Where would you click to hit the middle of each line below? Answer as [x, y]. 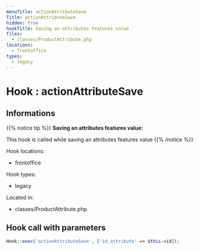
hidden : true [22, 23]
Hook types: [21, 174]
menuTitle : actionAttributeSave [46, 12]
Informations [31, 113]
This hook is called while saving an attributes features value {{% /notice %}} [100, 139]
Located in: [20, 197]
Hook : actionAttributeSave [75, 91]
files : [14, 34]
